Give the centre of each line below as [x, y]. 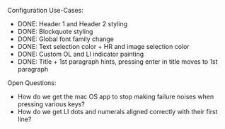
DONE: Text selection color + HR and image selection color [103, 46]
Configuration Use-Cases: [45, 10]
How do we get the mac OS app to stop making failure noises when [116, 96]
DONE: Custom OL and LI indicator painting [81, 54]
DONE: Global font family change [66, 39]
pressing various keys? [51, 104]
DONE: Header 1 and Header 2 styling [73, 24]
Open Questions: [32, 83]
